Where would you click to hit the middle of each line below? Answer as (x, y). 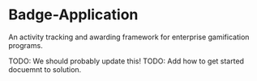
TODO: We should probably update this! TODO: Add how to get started (126, 61)
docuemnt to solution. (45, 69)
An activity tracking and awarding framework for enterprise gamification (129, 37)
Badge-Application (73, 15)
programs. (26, 45)
